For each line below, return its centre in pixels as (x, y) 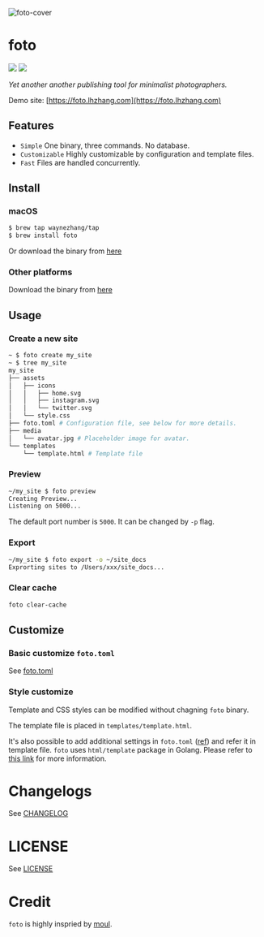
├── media (25, 430)
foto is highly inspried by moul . (60, 924)
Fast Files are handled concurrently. (80, 162)
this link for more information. (57, 758)
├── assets (27, 378)
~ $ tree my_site (38, 363)
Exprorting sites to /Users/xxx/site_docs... (86, 567)
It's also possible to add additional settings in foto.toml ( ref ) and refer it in (132, 741)
